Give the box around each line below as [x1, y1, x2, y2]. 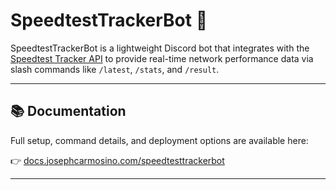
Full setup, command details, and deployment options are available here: [10, 134, 309, 146]
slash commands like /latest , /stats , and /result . [10, 63, 220, 75]
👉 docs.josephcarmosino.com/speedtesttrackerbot [10, 154, 225, 166]
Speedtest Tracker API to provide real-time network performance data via [10, 52, 314, 64]
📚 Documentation [10, 103, 127, 120]
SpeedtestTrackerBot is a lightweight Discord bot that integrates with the [10, 42, 310, 54]
